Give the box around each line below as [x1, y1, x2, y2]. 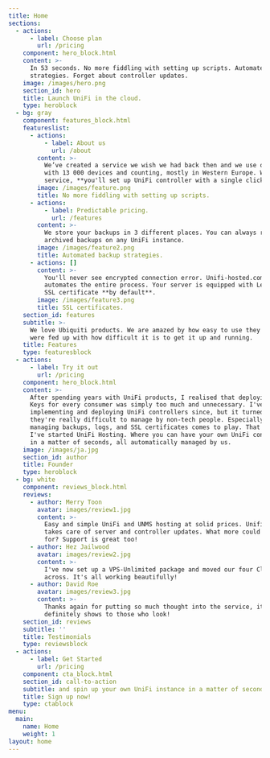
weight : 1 [22, 730, 56, 738]
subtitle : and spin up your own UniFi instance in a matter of [22, 685, 239, 693]
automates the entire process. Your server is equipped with [43, 281, 253, 290]
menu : [8, 707, 27, 716]
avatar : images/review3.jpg [37, 588, 131, 596]
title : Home [8, 11, 48, 20]
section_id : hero [22, 86, 81, 95]
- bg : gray [15, 109, 52, 117]
